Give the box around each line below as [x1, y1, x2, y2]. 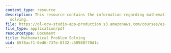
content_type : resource [5, 7, 56, 13]
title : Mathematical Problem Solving [5, 36, 85, 41]
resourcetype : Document [5, 31, 56, 36]
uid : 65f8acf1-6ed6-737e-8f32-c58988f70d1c [5, 40, 99, 45]
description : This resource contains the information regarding [5, 12, 145, 17]
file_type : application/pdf [5, 26, 65, 31]
